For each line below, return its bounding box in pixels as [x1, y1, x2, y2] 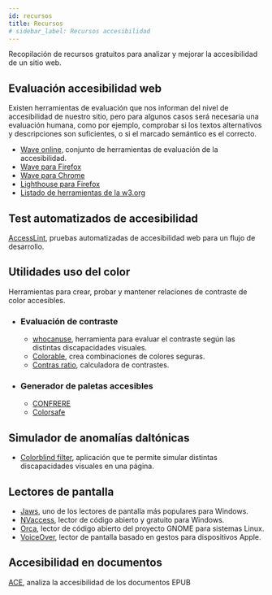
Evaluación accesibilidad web [8, 81, 162, 95]
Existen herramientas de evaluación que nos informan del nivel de [8, 103, 229, 113]
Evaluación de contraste [19, 315, 119, 327]
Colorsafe [32, 407, 66, 417]
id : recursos [8, 11, 53, 20]
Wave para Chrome [19, 171, 85, 180]
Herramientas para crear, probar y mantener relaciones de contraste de [8, 286, 248, 297]
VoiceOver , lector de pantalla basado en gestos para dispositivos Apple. [19, 532, 261, 542]
